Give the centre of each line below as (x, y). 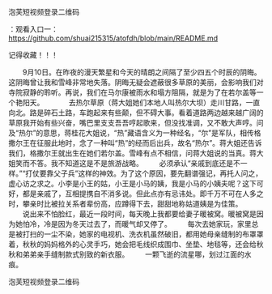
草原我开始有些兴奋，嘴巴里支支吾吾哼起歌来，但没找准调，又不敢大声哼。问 (136, 123)
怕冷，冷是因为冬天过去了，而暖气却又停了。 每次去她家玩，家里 (137, 224)
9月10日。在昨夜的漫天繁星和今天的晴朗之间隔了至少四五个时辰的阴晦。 (142, 72)
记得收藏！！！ (33, 55)
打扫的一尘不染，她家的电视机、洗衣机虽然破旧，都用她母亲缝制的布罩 (139, 234)
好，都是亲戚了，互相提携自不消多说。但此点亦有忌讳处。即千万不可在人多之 (136, 194)
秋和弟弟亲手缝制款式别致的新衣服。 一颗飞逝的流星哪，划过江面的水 (130, 254)
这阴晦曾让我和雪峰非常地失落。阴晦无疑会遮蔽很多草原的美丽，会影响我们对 (136, 82)
